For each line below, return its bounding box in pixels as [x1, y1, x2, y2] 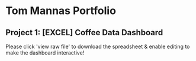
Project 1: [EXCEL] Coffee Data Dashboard [5, 28, 163, 38]
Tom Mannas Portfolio [5, 4, 117, 18]
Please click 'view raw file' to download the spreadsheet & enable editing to [5, 43, 190, 50]
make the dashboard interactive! [5, 49, 85, 56]
